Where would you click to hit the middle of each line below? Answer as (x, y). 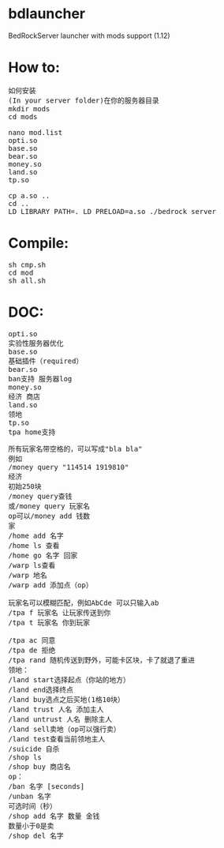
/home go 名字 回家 (43, 555)
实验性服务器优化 (36, 343)
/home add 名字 (36, 535)
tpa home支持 (32, 432)
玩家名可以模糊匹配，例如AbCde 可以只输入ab (84, 602)
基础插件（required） (46, 361)
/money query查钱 (40, 496)
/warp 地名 (28, 575)
